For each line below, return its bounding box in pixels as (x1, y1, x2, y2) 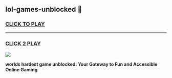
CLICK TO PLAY (5, 21, 45, 28)
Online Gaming (5, 66, 38, 72)
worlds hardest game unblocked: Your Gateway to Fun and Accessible (5, 61, 158, 67)
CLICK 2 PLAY (5, 40, 41, 47)
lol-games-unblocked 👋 (5, 5, 82, 14)
